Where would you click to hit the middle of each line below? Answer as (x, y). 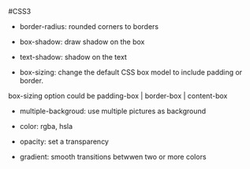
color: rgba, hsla (46, 126)
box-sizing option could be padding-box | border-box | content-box (118, 96)
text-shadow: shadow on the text (73, 57)
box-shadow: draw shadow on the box (82, 42)
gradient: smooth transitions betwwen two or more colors (113, 157)
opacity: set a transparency (64, 141)
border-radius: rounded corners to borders (89, 26)
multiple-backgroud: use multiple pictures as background (113, 111)
